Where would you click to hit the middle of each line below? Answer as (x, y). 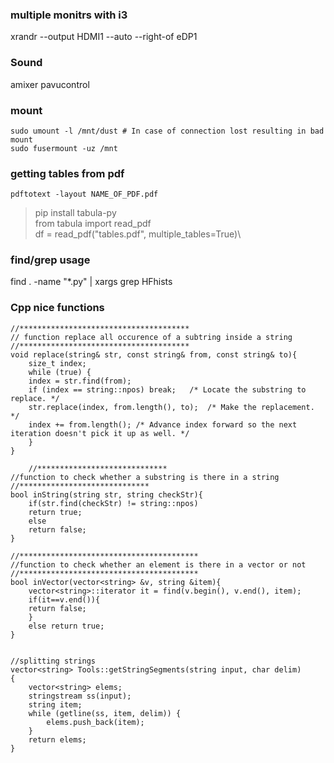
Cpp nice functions (57, 308)
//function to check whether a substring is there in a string (145, 477)
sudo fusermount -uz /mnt (64, 148)
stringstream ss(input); (80, 696)
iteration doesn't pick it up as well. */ (100, 433)
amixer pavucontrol (50, 84)
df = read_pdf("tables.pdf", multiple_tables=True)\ (138, 234)
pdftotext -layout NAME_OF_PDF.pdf (84, 194)
